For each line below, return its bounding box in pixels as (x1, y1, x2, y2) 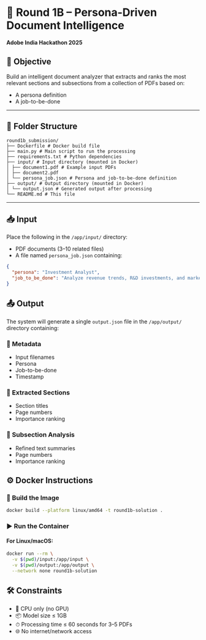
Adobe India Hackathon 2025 (6, 39, 83, 46)
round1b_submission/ (6, 137, 59, 143)
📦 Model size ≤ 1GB (15, 612, 67, 619)
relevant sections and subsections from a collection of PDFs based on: (6, 79, 185, 86)
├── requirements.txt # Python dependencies (6, 153, 122, 160)
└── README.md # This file (6, 191, 75, 197)
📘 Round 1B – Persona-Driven (6, 6, 158, 20)
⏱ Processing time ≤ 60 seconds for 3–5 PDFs (15, 620, 133, 628)
